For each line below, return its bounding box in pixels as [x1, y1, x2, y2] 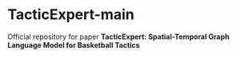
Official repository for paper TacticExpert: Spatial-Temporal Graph [7, 32, 230, 41]
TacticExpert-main [7, 6, 135, 24]
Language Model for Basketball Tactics [7, 40, 140, 49]
